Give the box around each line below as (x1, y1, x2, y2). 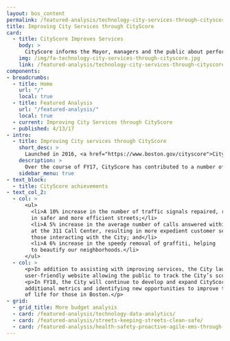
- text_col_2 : (6, 189, 47, 196)
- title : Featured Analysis (12, 100, 93, 107)
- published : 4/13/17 (12, 125, 75, 132)
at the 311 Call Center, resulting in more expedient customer (31, 228, 216, 234)
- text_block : (6, 176, 47, 183)
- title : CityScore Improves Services (12, 36, 124, 43)
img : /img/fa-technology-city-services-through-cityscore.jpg (19, 55, 200, 62)
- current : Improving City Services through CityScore (12, 118, 173, 126)
